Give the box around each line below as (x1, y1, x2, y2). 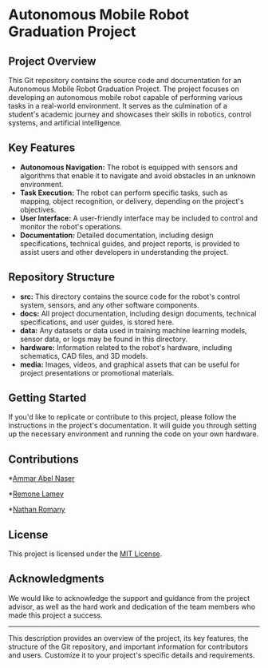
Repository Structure (8, 270, 116, 284)
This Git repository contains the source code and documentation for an (8, 76, 242, 85)
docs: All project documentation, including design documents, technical (19, 308, 257, 318)
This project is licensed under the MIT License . (8, 549, 163, 559)
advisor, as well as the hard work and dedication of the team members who (8, 602, 256, 611)
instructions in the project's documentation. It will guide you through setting (8, 421, 257, 431)
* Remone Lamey (8, 489, 64, 499)
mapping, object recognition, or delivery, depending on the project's (19, 196, 245, 205)
